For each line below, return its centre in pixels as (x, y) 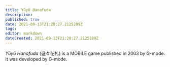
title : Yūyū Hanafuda (28, 10)
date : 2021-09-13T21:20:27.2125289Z (44, 24)
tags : (11, 29)
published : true (22, 19)
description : (19, 15)
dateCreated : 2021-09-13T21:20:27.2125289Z (52, 39)
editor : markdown (24, 33)
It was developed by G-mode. (36, 59)
